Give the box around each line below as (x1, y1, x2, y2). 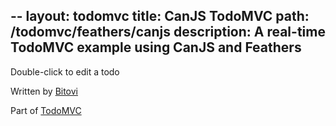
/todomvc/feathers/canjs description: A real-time (10, 24, 326, 41)
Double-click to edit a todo (10, 65, 120, 78)
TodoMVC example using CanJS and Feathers (10, 39, 302, 56)
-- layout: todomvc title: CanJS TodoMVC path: (10, 8, 310, 25)
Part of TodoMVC (10, 104, 82, 116)
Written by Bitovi (10, 85, 78, 97)
